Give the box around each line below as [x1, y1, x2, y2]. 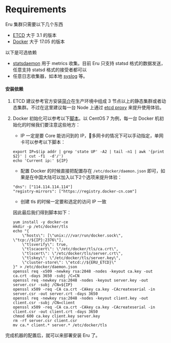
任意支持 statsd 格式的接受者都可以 [12, 67, 87, 73]
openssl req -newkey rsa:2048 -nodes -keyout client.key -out [12, 296, 148, 301]
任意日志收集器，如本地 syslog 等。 [12, 73, 88, 79]
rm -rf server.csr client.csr [12, 318, 78, 324]
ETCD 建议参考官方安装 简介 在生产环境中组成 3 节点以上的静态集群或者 [12, 98, 162, 104]
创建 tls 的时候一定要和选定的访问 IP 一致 [20, 199, 106, 205]
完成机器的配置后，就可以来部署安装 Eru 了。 [5, 332, 100, 338]
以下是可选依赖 [5, 49, 37, 55]
